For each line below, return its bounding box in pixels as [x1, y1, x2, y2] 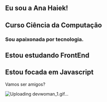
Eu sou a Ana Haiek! [5, 4, 68, 12]
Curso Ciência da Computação [5, 21, 102, 29]
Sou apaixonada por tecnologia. [5, 36, 84, 43]
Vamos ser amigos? [5, 81, 46, 87]
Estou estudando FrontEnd [5, 51, 90, 60]
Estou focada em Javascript [5, 68, 94, 77]
